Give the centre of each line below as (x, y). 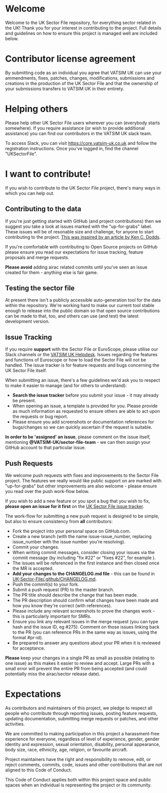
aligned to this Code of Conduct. (39, 770)
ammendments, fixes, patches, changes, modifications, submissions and (80, 78)
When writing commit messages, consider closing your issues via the (83, 552)
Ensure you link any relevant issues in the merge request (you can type (85, 621)
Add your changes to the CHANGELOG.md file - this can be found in (83, 574)
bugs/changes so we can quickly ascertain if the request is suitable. (82, 427)
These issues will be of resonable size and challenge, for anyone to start (80, 231)
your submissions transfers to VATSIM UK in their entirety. (65, 89)
